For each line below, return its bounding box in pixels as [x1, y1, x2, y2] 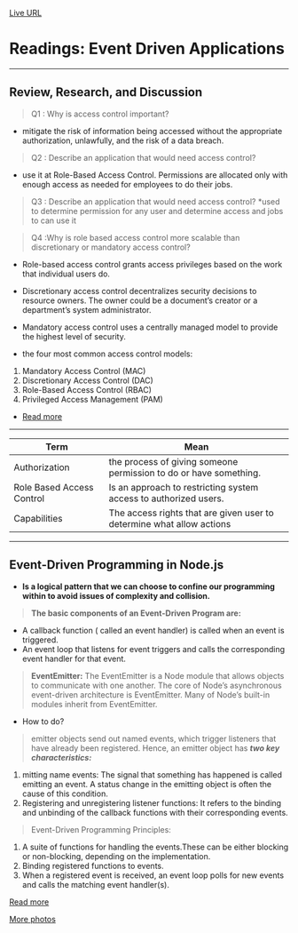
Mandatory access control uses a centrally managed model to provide [21, 322, 278, 332]
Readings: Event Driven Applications [9, 39, 286, 59]
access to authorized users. [108, 492, 224, 505]
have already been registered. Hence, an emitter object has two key [30, 742, 280, 754]
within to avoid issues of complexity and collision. [21, 590, 210, 601]
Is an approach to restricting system [108, 481, 259, 493]
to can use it [30, 215, 77, 226]
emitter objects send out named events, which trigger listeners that [30, 733, 277, 744]
